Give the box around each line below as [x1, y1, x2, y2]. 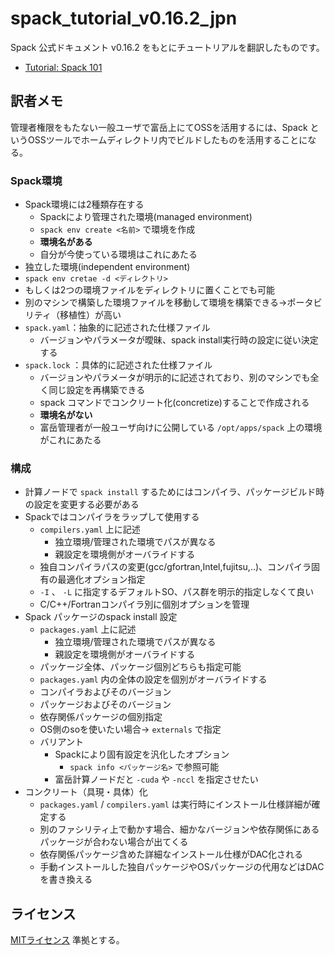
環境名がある [39, 236, 93, 248]
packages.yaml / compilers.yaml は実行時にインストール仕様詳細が [39, 798, 312, 811]
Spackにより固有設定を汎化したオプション [54, 748, 230, 761]
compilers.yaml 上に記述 [39, 523, 141, 536]
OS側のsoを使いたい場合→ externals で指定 [39, 723, 222, 736]
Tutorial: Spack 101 [24, 61, 103, 73]
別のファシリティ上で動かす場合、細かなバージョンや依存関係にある [39, 823, 320, 836]
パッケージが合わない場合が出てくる [39, 836, 189, 848]
